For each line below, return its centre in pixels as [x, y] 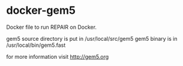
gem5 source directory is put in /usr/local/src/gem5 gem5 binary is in [92, 38]
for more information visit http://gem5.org [58, 56]
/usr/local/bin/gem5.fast [36, 45]
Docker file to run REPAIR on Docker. [52, 27]
